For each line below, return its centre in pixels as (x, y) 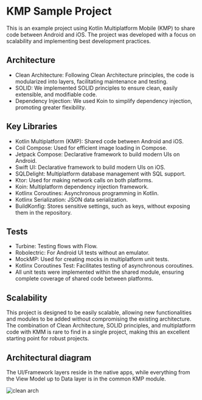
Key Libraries (32, 127)
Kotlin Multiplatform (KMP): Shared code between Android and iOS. (99, 141)
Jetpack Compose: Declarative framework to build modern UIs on (97, 154)
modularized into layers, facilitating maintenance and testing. (92, 81)
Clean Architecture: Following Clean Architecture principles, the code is (105, 75)
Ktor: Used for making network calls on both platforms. (84, 180)
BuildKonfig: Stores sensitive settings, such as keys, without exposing (103, 206)
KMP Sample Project (59, 11)
